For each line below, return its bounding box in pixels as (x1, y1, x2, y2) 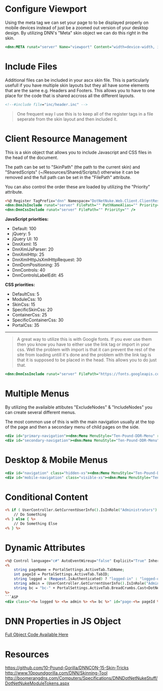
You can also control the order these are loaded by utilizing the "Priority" (5, 184, 150, 190)
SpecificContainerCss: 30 (12, 317, 64, 323)
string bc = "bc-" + (14, 585, 55, 591)
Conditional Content (5, 492, 88, 503)
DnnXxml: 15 (12, 241, 37, 247)
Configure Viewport (5, 3, 87, 15)
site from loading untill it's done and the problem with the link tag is (16, 352, 151, 358)
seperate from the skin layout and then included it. (16, 116, 118, 122)
